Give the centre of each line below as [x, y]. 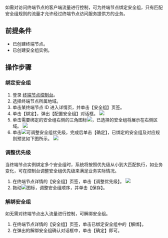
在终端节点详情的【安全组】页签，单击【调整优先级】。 [68, 181]
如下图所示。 [39, 138]
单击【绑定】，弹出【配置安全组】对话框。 [55, 113]
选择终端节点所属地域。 [36, 101]
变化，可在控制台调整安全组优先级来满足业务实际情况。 [62, 170]
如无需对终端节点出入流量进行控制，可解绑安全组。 [58, 213]
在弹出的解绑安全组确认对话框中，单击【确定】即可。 [67, 230]
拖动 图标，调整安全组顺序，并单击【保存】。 [60, 187]
